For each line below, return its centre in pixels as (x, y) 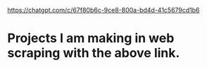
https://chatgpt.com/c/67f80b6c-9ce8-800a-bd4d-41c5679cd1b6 (103, 10)
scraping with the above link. (94, 53)
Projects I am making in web (91, 38)
